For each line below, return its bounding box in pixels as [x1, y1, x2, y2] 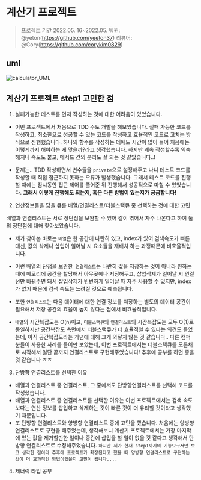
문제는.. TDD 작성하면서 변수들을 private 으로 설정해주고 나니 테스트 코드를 [14, 166, 191, 173]
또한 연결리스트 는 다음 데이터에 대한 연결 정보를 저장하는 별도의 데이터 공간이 [14, 298, 191, 305]
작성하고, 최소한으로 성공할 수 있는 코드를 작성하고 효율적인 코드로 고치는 [14, 131, 185, 138]
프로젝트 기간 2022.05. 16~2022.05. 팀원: [20, 26, 121, 34]
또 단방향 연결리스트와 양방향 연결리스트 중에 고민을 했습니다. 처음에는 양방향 [14, 419, 195, 426]
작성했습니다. [14, 389, 46, 396]
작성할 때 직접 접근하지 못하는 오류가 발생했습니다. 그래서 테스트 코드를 [14, 173, 180, 181]
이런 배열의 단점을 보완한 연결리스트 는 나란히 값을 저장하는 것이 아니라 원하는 [14, 263, 192, 270]
